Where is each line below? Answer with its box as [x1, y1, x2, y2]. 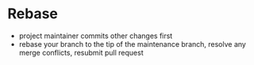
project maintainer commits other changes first [18, 31, 173, 40]
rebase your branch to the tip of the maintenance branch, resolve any [18, 39, 247, 48]
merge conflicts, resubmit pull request [18, 48, 144, 57]
